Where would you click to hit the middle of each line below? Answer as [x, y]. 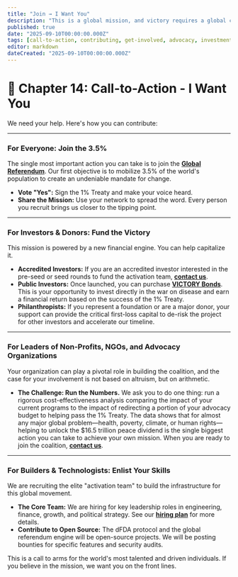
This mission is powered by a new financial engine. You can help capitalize [116, 248]
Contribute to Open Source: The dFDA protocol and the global [109, 530]
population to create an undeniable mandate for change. [90, 179]
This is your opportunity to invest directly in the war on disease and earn [123, 292]
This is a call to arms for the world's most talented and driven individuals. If [117, 558]
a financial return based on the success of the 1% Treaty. [101, 299]
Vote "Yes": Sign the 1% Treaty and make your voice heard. [105, 193]
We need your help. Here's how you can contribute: [83, 123]
